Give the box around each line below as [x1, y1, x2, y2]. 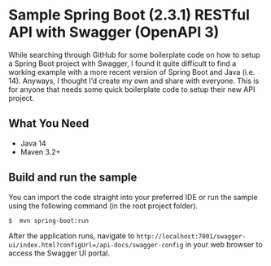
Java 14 [20, 138, 46, 148]
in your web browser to [185, 239, 263, 249]
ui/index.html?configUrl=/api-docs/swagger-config [8, 241, 184, 249]
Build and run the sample [8, 171, 138, 185]
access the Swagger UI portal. [8, 248, 111, 258]
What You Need [8, 116, 90, 131]
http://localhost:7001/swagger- [136, 232, 247, 241]
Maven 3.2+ [20, 146, 61, 156]
